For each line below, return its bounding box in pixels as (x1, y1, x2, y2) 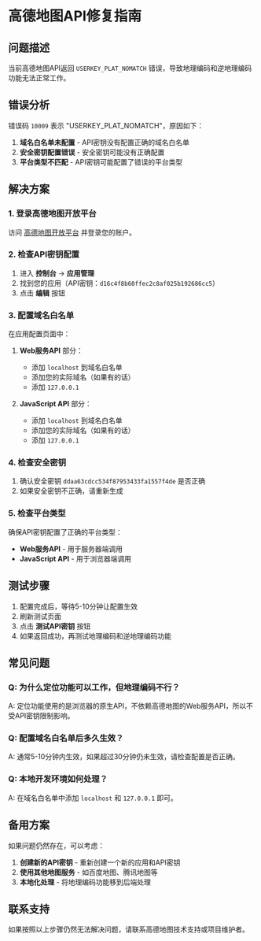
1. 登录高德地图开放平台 (8, 208, 97, 219)
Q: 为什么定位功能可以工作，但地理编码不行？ (8, 682, 181, 693)
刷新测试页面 (19, 611, 61, 621)
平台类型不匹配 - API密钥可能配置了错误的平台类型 (19, 157, 183, 166)
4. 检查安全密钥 (8, 458, 67, 469)
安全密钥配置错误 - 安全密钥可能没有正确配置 (19, 147, 165, 157)
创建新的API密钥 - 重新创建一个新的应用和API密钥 (19, 858, 181, 867)
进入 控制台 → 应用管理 (19, 269, 94, 278)
